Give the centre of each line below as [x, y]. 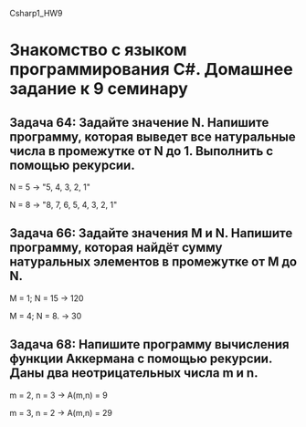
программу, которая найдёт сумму [116, 248]
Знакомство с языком [98, 50]
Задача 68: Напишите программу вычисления [149, 344]
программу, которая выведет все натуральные [153, 136]
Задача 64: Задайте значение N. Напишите [139, 122]
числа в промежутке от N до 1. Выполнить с [142, 151]
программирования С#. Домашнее [152, 70]
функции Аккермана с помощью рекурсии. [141, 359]
